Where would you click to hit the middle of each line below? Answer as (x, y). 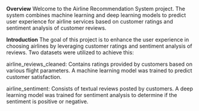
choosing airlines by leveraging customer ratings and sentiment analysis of (99, 46)
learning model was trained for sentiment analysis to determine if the (92, 95)
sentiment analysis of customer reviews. (56, 28)
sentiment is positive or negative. (47, 101)
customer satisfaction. (34, 77)
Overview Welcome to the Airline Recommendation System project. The (96, 9)
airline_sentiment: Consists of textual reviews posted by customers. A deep (100, 89)
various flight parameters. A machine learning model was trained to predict (99, 71)
